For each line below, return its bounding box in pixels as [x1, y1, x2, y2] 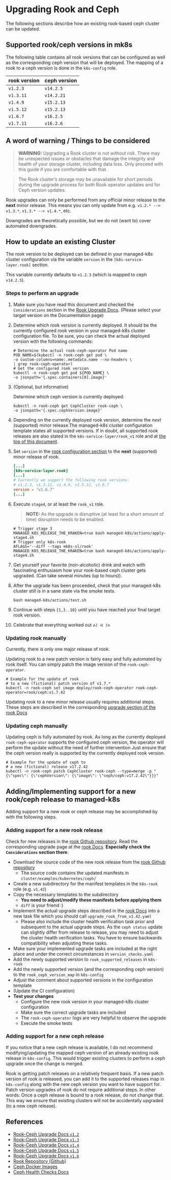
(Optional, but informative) [13, 383, 69, 390]
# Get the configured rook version [13, 366, 89, 371]
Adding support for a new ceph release [6, 1032, 104, 1040]
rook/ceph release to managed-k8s [6, 795, 121, 804]
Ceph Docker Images [13, 1163, 58, 1169]
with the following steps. [6, 814, 58, 820]
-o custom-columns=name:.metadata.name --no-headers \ [13, 357, 132, 362]
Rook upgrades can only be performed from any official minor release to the [6, 197, 165, 203]
